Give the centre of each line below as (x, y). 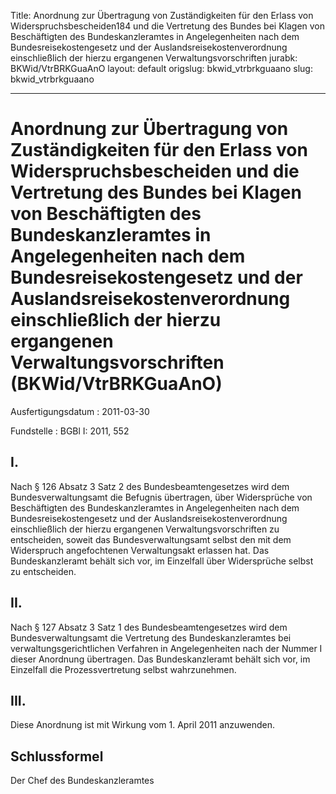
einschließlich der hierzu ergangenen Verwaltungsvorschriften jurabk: (154, 58)
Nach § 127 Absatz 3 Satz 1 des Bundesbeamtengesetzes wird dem (149, 627)
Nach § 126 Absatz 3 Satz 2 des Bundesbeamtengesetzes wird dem (150, 486)
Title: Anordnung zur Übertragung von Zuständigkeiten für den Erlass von (162, 15)
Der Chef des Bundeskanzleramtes (82, 781)
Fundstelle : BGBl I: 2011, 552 (70, 431)
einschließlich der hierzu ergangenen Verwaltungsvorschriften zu (145, 529)
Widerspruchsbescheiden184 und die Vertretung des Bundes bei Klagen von (168, 26)
